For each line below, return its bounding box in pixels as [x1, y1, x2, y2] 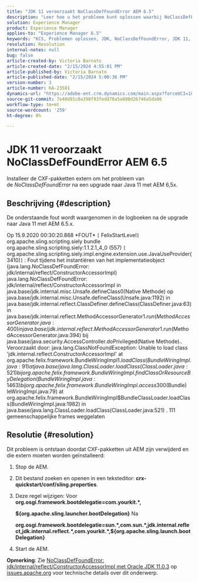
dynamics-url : [6, 91, 42, 97]
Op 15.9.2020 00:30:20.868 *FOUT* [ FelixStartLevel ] [6, 232, 140, 238]
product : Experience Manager [6, 25, 78, 31]
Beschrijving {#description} [6, 198, 111, 208]
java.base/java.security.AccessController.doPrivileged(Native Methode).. [6, 338, 183, 345]
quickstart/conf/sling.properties [15, 481, 97, 488]
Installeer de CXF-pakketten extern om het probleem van [6, 175, 145, 182]
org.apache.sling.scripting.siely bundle [6, 238, 101, 245]
